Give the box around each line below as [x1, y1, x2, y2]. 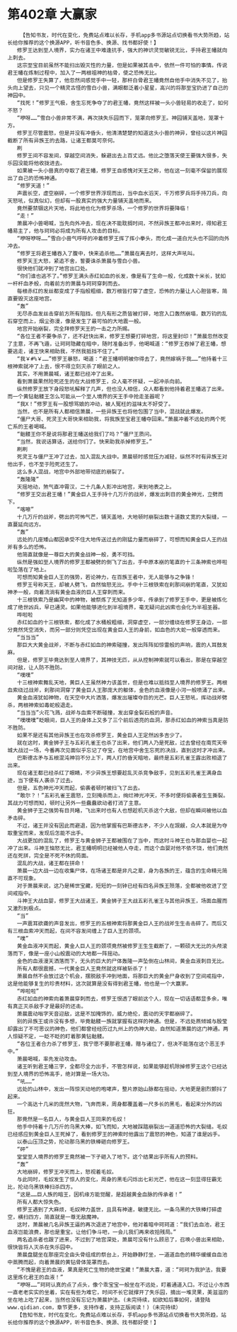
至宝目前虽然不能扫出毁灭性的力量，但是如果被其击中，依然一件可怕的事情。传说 [27, 62, 228, 69]
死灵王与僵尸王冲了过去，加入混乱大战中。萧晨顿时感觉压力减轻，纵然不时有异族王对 [16, 453, 228, 461]
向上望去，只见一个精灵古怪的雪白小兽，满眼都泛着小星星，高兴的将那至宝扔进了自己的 [12, 84, 229, 91]
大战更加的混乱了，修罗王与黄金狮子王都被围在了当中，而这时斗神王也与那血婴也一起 [16, 837, 228, 844]
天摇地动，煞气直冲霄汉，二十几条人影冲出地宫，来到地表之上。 [16, 483, 175, 490]
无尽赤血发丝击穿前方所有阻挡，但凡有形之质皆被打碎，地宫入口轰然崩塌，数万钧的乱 [16, 310, 228, 317]
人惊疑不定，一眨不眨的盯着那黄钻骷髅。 [7, 1032, 108, 1040]
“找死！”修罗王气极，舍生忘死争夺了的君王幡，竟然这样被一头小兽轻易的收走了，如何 [16, 99, 229, 106]
